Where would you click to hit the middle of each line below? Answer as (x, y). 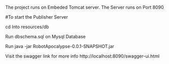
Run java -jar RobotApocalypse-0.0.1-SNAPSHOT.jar (60, 46)
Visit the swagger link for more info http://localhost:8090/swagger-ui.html (82, 56)
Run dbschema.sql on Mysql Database (45, 37)
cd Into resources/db (27, 27)
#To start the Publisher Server (37, 17)
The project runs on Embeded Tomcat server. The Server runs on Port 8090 (84, 7)
